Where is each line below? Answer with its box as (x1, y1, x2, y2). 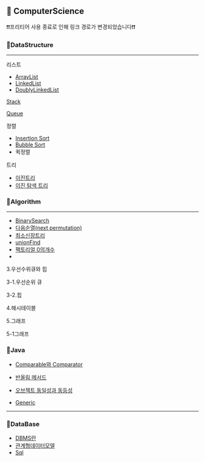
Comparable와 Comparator (15, 361, 84, 368)
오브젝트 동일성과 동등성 (15, 386, 73, 394)
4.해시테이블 (6, 305, 37, 312)
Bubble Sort (15, 141, 46, 148)
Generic (15, 399, 35, 406)
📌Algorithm (6, 198, 41, 206)
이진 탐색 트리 (15, 182, 48, 189)
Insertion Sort (15, 135, 50, 142)
